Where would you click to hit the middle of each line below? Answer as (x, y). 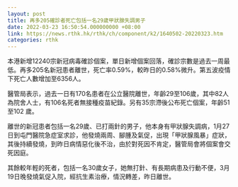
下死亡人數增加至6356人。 (46, 79)
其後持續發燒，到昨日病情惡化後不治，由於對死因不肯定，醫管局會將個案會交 (119, 144)
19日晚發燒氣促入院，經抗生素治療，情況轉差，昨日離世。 (91, 176)
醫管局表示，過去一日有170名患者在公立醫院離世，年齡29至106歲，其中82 (115, 94)
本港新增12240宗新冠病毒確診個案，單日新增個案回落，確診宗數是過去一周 (116, 61)
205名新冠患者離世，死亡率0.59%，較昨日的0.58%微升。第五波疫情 (131, 70)
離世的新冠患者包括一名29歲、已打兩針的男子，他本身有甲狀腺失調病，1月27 (119, 126)
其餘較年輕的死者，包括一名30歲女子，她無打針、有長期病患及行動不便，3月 (119, 168)
